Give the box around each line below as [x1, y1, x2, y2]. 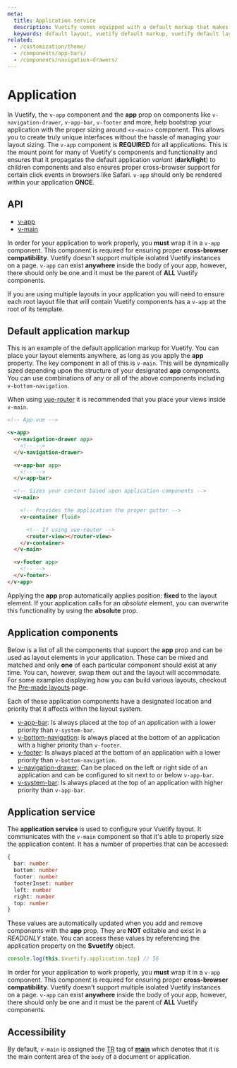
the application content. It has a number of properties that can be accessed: [7, 840, 229, 849]
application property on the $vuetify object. [7, 941, 135, 950]
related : [7, 37, 33, 44]
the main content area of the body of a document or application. [7, 1052, 192, 1061]
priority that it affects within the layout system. [7, 704, 142, 713]
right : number [13, 893, 55, 900]
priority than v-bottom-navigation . [17, 755, 118, 764]
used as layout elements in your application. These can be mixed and [7, 653, 209, 661]
